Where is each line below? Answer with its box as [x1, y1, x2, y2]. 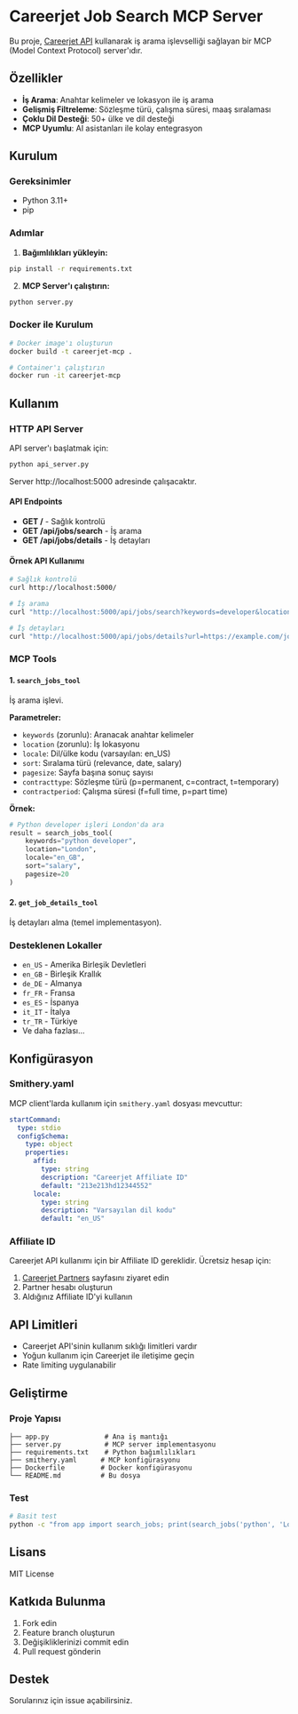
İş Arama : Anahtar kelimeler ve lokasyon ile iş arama [21, 94, 215, 105]
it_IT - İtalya [21, 1007, 71, 1017]
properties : [25, 1148, 69, 1157]
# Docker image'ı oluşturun [9, 339, 114, 347]
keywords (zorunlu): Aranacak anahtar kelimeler [21, 729, 194, 739]
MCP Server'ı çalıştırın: [21, 280, 110, 291]
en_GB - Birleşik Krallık [21, 969, 102, 979]
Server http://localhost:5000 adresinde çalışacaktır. [9, 475, 197, 486]
